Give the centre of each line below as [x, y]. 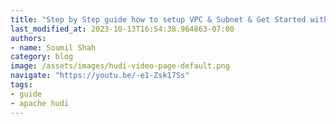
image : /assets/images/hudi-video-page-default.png [120, 66]
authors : [28, 38]
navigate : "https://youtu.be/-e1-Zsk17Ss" [100, 76]
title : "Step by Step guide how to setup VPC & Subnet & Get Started [158, 19]
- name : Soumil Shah [53, 47]
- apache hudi [40, 103]
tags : [21, 85]
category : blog [42, 57]
